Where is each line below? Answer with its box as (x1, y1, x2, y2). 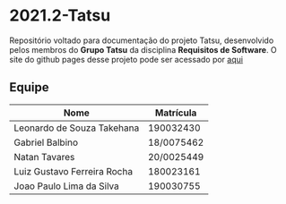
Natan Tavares (13, 150, 75, 163)
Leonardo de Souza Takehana (13, 122, 140, 134)
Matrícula (155, 106, 197, 119)
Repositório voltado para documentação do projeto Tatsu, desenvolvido (9, 35, 274, 46)
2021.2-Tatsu (9, 5, 111, 26)
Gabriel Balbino (13, 136, 79, 149)
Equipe (9, 80, 49, 95)
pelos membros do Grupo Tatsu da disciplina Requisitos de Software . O (9, 44, 278, 55)
